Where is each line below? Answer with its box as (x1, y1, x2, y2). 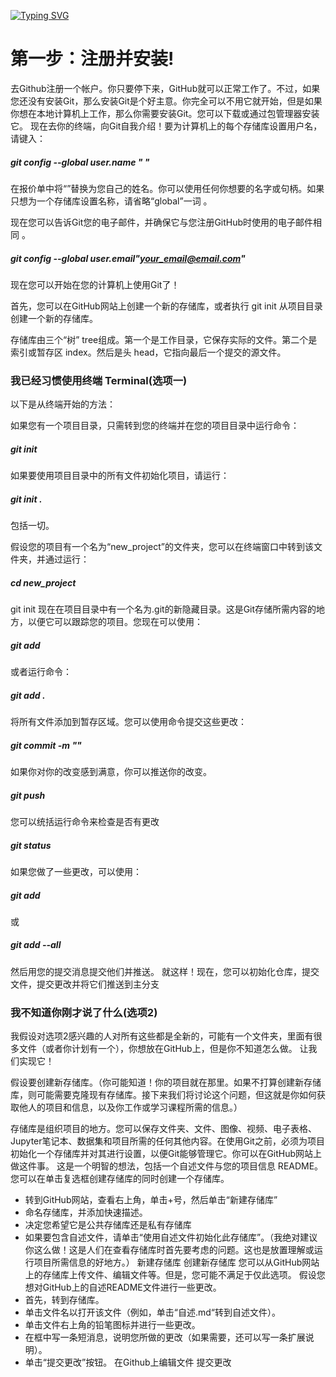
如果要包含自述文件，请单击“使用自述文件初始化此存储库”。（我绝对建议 (24, 1231, 318, 1244)
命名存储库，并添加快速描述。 (24, 1206, 148, 1219)
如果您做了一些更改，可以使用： (10, 865, 142, 877)
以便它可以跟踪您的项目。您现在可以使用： (27, 616, 203, 628)
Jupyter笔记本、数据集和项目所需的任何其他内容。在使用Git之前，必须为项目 (10, 1135, 325, 1147)
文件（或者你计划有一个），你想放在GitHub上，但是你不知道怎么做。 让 (18, 1043, 309, 1055)
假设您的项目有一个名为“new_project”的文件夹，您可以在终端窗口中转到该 (10, 541, 314, 553)
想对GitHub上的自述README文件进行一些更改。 (24, 1281, 222, 1294)
